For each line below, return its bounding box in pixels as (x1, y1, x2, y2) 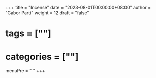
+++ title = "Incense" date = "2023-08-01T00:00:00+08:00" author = (5, 5, 151, 10)
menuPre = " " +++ (5, 68, 45, 74)
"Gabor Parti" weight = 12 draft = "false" (5, 10, 89, 16)
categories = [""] (5, 51, 79, 63)
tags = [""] (5, 28, 52, 39)
